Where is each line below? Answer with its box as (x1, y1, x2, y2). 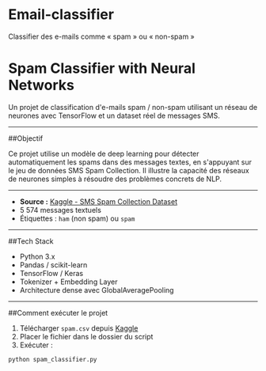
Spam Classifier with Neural (8, 59, 196, 78)
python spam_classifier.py (8, 355, 97, 363)
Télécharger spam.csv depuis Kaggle (19, 323, 139, 333)
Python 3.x (19, 252, 55, 261)
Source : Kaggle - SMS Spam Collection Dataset (19, 196, 178, 206)
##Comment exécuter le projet (8, 308, 108, 317)
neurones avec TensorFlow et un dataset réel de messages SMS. (8, 111, 220, 120)
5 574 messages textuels (19, 205, 101, 214)
